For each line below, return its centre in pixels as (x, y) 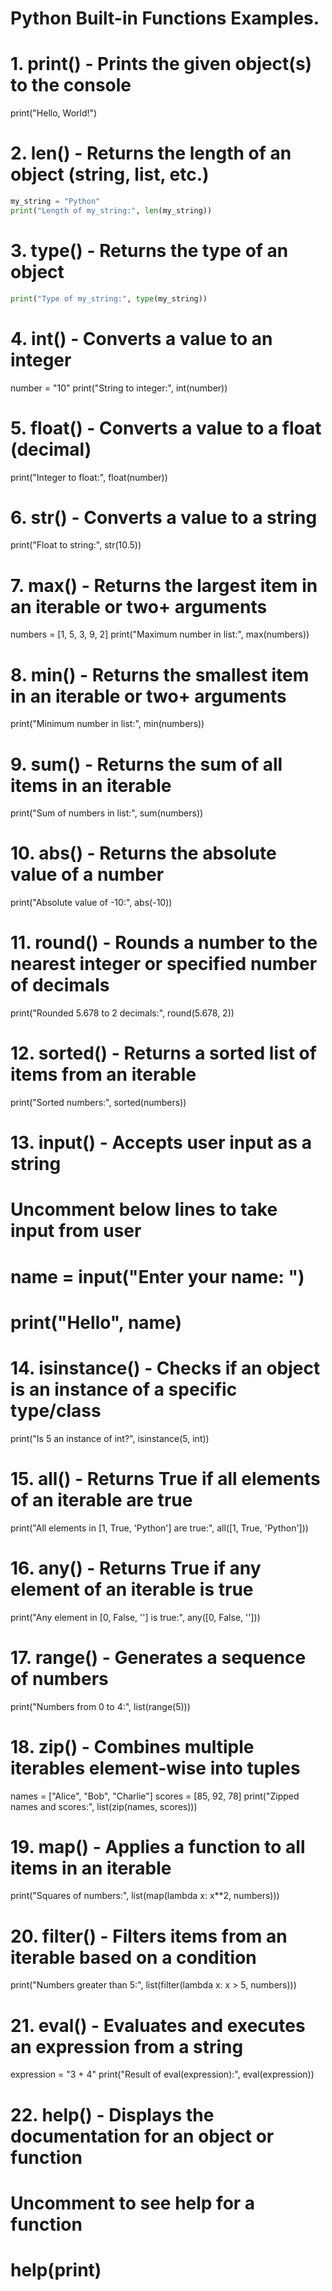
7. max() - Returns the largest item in (164, 585)
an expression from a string (127, 2046)
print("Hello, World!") (54, 113)
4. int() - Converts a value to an (141, 338)
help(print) (56, 2269)
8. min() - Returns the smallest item (160, 674)
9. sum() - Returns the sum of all (146, 764)
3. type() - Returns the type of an (149, 251)
